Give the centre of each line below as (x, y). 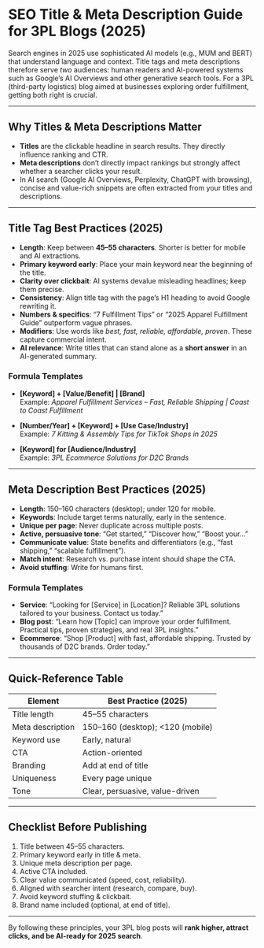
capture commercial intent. (63, 339)
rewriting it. (38, 306)
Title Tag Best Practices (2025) (86, 229)
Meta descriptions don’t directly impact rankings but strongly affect (130, 162)
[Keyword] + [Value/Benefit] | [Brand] (82, 393)
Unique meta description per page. (76, 863)
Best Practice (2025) (147, 701)
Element (43, 701)
